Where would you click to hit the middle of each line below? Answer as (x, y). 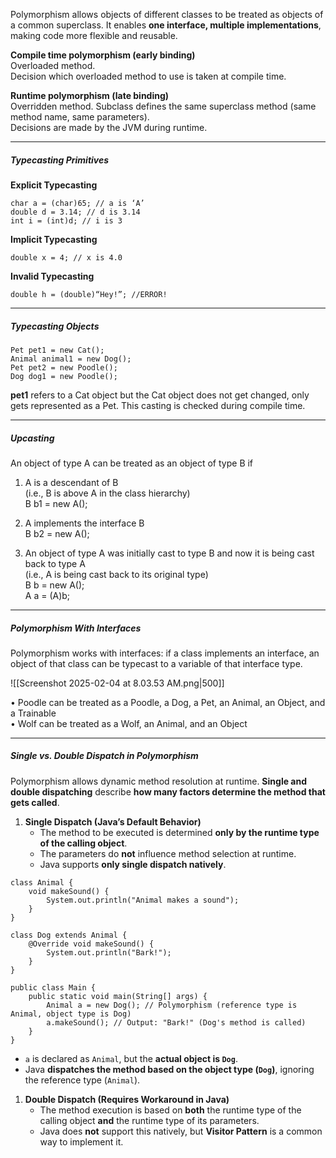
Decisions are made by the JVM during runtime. (109, 127)
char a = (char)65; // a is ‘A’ (77, 203)
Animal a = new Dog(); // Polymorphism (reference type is (172, 1005)
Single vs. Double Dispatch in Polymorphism (104, 756)
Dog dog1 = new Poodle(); (64, 376)
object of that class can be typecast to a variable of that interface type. (156, 663)
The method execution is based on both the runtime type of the (170, 1110)
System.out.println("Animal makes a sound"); (143, 900)
